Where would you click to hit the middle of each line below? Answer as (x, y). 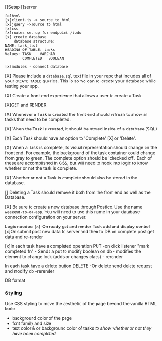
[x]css (12, 29)
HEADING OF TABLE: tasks (30, 50)
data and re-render (24, 237)
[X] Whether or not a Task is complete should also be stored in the (71, 178)
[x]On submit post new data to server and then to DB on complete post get (80, 232)
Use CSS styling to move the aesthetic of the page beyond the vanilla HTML (81, 304)
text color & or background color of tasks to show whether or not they (82, 328)
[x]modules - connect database (37, 67)
